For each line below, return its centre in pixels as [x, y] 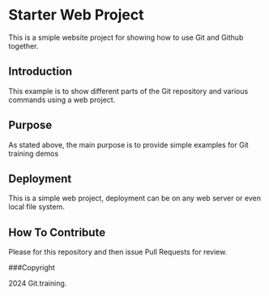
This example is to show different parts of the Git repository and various [128, 91]
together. [23, 45]
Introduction [41, 72]
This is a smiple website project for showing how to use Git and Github [126, 37]
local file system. [36, 207]
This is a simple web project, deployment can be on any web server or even [135, 198]
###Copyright [32, 268]
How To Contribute [57, 232]
